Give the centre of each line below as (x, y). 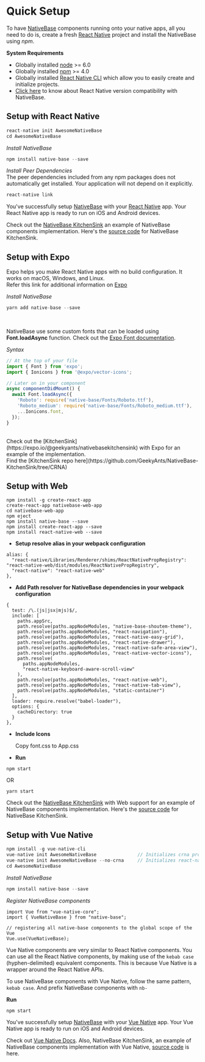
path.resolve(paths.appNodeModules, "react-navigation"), (92, 632)
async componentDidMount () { (43, 389)
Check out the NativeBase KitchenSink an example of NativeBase (88, 225)
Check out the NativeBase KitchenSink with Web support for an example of (101, 803)
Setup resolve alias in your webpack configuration (80, 544)
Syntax (15, 349)
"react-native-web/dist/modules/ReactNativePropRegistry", (83, 566)
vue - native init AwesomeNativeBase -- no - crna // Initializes (91, 860)
